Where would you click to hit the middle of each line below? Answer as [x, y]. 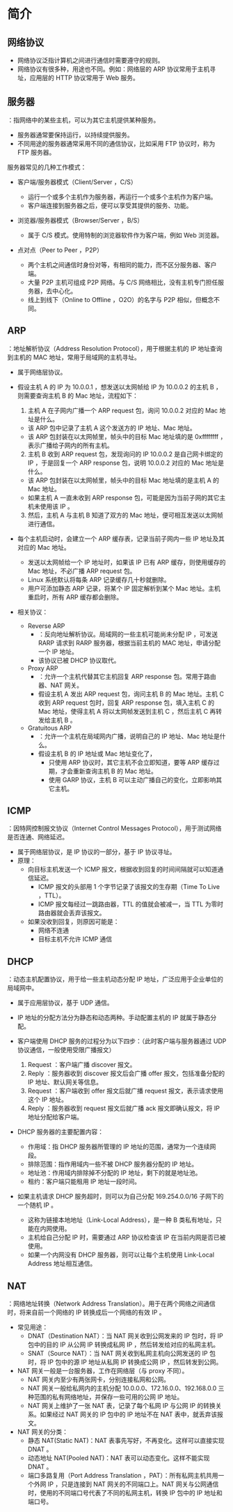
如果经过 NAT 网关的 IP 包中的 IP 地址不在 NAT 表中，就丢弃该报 [132, 1414]
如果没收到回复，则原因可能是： [73, 922]
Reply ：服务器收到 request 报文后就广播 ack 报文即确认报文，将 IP [124, 1108]
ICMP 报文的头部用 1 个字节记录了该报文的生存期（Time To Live [129, 887]
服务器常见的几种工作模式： [47, 167]
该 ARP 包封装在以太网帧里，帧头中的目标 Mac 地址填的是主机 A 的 [123, 480]
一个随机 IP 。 [37, 1205]
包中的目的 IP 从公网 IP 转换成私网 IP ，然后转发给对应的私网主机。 [123, 1345]
